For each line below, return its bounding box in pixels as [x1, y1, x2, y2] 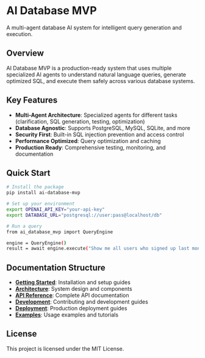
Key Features [6, 95, 58, 106]
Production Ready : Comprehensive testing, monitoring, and [15, 144, 166, 151]
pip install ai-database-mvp [6, 190, 81, 196]
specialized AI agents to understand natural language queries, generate [6, 71, 187, 78]
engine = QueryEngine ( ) [6, 239, 67, 246]
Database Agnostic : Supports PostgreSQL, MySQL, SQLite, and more [15, 124, 190, 131]
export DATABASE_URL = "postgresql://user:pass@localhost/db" [6, 212, 163, 218]
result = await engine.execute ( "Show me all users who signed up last [6, 246, 190, 252]
